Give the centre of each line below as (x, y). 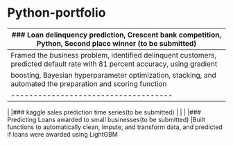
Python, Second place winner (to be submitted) (116, 43)
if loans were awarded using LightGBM (62, 134)
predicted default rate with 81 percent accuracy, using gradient (114, 64)
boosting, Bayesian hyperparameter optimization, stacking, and (113, 75)
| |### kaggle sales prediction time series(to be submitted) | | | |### (104, 112)
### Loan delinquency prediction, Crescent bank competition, (116, 35)
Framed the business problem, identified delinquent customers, (114, 55)
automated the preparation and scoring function (89, 83)
